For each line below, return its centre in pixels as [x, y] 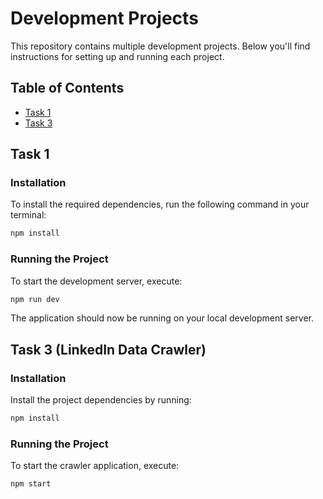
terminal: [28, 215]
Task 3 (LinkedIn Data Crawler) [108, 349]
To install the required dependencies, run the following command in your [160, 204]
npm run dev [35, 299]
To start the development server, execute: [96, 281]
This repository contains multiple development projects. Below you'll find [160, 46]
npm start [31, 484]
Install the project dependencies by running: [101, 400]
